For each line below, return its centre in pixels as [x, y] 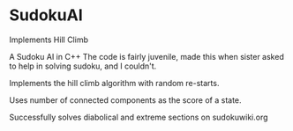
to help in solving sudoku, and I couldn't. [83, 66]
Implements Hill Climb [49, 40]
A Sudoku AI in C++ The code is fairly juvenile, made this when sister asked [146, 56]
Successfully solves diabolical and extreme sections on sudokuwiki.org [139, 117]
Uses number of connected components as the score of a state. [125, 100]
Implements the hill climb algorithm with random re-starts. [114, 83]
